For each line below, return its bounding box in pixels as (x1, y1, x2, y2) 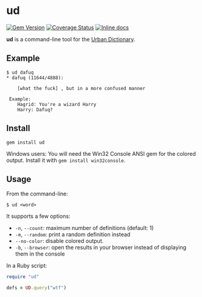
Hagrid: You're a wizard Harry (17, 101, 97, 107)
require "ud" (6, 274, 40, 280)
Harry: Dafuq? (17, 107, 53, 113)
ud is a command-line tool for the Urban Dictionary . (6, 35, 136, 43)
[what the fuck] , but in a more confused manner (17, 85, 146, 91)
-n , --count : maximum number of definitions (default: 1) (15, 225, 154, 232)
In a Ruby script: (6, 262, 47, 270)
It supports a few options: (6, 212, 71, 220)
